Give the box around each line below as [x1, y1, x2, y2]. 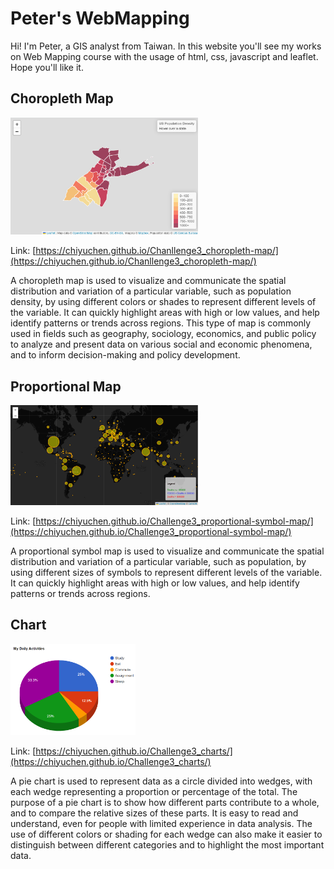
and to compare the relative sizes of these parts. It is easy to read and [10, 807, 299, 819]
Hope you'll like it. [10, 61, 84, 73]
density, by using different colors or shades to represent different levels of [10, 296, 317, 308]
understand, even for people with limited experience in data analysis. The [10, 817, 313, 829]
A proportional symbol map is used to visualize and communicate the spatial [10, 545, 325, 557]
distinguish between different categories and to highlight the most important [10, 838, 325, 851]
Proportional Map [10, 378, 122, 395]
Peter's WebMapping [10, 7, 190, 30]
